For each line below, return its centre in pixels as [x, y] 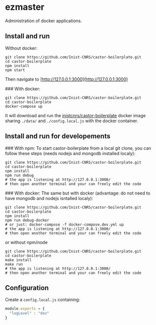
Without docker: [21, 48]
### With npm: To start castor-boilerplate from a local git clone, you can [78, 148]
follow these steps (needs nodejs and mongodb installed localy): [70, 153]
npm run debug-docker [27, 220]
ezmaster [25, 7]
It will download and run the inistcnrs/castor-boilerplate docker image [76, 115]
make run [14, 264]
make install [18, 260]
